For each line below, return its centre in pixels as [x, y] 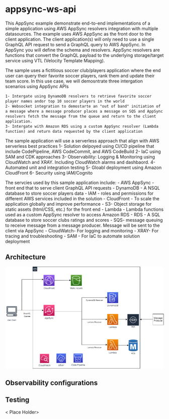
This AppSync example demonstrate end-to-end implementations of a [78, 23]
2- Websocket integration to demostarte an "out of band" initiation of [83, 106]
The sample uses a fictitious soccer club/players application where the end [83, 70]
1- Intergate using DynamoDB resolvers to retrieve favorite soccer [78, 96]
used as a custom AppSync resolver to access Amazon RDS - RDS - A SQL [83, 214]
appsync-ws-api [41, 9]
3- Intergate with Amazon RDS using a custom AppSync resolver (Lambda [82, 126]
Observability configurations [52, 383]
